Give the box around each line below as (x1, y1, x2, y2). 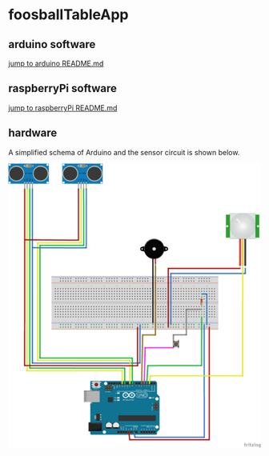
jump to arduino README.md (8, 58, 104, 68)
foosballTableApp (8, 6, 129, 24)
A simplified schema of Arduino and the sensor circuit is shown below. (8, 147, 240, 157)
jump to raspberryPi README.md (8, 102, 118, 113)
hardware (8, 126, 58, 140)
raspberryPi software (8, 82, 118, 95)
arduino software (8, 38, 96, 51)
